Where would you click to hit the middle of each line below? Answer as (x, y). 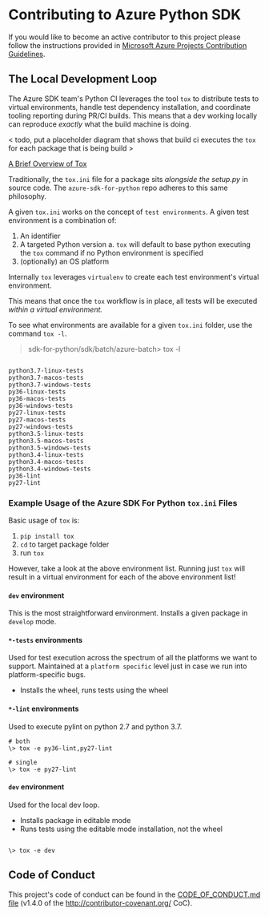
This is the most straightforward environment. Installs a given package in (128, 613)
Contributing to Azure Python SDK (125, 15)
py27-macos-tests (37, 420)
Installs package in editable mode (75, 820)
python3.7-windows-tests (50, 385)
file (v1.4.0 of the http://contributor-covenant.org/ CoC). (100, 902)
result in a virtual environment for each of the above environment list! (122, 577)
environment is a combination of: (62, 220)
